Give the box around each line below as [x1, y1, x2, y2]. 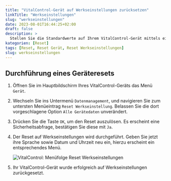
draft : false [5, 27, 33, 32]
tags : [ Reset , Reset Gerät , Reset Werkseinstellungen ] [5, 45, 124, 50]
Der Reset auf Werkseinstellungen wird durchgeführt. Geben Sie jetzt [12, 134, 158, 140]
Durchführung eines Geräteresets [5, 69, 115, 77]
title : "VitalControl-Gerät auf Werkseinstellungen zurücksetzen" [5, 7, 149, 13]
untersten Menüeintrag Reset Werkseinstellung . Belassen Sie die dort [12, 103, 159, 110]
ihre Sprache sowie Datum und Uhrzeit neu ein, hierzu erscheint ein [12, 139, 155, 145]
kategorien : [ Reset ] [5, 41, 49, 46]
